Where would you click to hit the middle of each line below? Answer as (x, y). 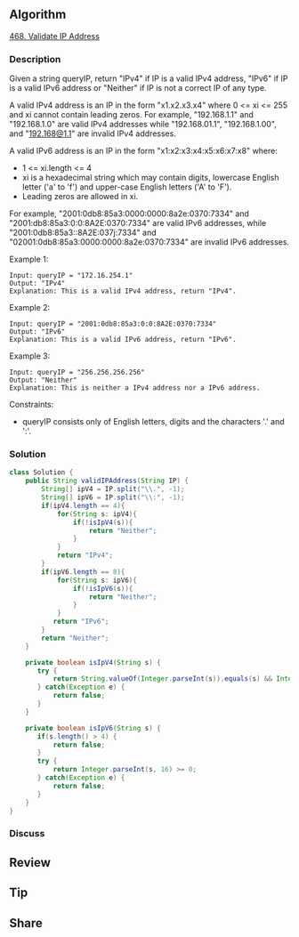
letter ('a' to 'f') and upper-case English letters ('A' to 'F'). (127, 187)
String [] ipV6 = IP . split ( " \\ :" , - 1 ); (113, 497)
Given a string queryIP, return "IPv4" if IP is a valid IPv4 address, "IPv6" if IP (149, 78)
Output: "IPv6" (37, 332)
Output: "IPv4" (37, 284)
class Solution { (41, 473)
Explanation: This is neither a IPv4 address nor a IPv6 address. (135, 388)
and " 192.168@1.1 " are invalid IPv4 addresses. (93, 133)
